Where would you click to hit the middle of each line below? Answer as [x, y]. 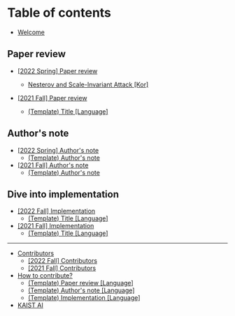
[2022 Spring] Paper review [57, 70]
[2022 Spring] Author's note [58, 150]
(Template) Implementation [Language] [84, 298]
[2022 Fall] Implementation [56, 211]
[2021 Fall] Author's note [53, 165]
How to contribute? [45, 276]
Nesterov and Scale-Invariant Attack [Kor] [88, 84]
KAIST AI [30, 306]
